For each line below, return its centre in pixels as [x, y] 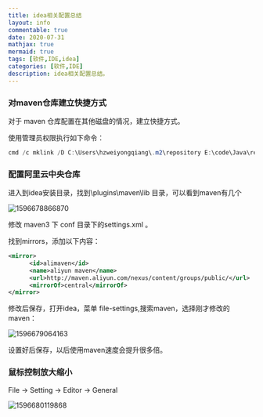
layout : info [29, 23]
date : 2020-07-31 [36, 37]
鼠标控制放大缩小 [40, 372]
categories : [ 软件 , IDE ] [46, 67]
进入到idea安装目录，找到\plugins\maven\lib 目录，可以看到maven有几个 [125, 193]
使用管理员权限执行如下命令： [56, 137]
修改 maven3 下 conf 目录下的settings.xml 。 [80, 225]
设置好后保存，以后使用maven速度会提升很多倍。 [87, 350]
